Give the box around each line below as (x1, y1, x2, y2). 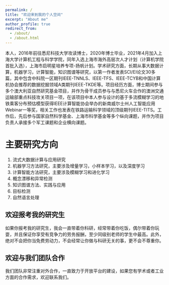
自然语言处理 (12, 194, 39, 200)
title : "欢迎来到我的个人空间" (5, 12, 63, 17)
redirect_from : (5, 26, 37, 31)
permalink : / (5, 7, 33, 13)
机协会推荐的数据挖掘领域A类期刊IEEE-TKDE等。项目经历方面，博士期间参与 (5, 81, 163, 87)
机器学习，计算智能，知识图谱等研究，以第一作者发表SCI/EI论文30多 (14, 69, 156, 75)
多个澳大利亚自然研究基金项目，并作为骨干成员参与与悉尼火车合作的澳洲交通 (5, 88, 164, 94)
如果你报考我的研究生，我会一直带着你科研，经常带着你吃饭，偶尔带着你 (5, 225, 155, 231)
